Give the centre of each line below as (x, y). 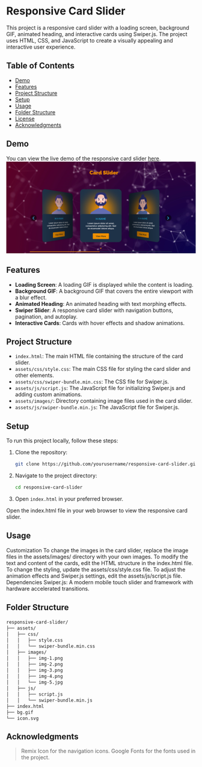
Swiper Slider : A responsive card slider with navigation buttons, (94, 310)
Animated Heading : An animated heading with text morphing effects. (101, 304)
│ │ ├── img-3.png (35, 670)
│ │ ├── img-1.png (35, 658)
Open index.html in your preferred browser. (69, 499)
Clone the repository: (41, 453)
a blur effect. (31, 297)
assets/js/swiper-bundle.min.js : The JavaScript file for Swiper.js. (97, 408)
